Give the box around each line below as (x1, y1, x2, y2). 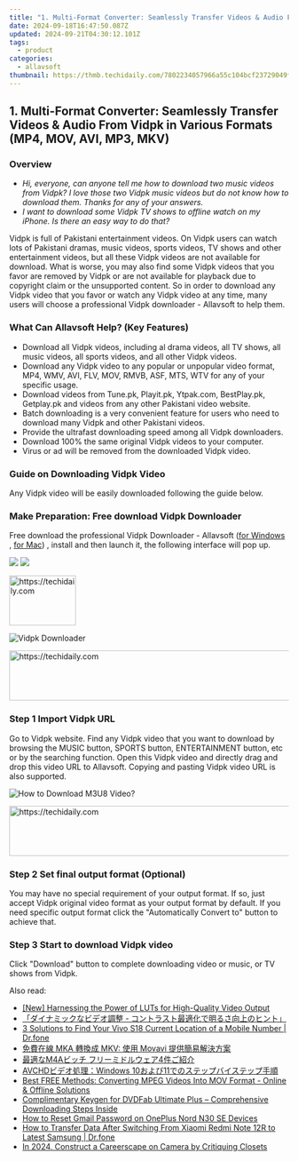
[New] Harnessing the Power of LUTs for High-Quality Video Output (21, 1003, 271, 1014)
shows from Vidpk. (9, 968, 78, 979)
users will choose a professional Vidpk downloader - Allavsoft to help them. (9, 299, 286, 310)
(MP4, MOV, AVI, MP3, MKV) (9, 131, 170, 147)
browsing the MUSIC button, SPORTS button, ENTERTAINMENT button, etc (9, 743, 284, 753)
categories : (9, 54, 53, 63)
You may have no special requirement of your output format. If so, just (9, 887, 265, 898)
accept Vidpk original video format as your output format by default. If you (9, 897, 281, 908)
